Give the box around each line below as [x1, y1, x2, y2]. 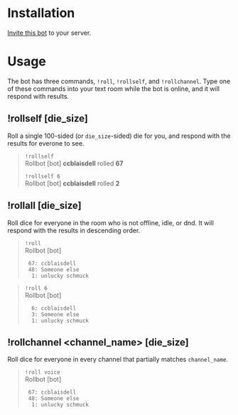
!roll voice [24, 369, 60, 376]
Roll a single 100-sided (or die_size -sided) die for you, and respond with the [7, 131, 231, 140]
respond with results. [7, 92, 70, 100]
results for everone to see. [7, 139, 85, 147]
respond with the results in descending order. [7, 226, 141, 235]
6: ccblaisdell [31, 304, 77, 312]
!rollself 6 [24, 173, 60, 180]
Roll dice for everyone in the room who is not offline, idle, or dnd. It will [7, 218, 215, 227]
